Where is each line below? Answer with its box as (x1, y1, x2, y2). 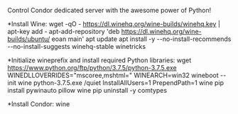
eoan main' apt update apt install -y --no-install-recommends (51, 35, 232, 43)
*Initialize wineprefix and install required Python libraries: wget (7, 56, 192, 64)
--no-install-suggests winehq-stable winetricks (7, 42, 146, 50)
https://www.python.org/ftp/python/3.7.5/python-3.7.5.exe (7, 64, 177, 72)
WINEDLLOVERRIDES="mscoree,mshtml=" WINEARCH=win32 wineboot (7, 71, 219, 79)
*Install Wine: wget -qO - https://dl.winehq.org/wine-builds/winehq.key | (7, 20, 220, 28)
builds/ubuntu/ (7, 35, 50, 43)
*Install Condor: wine (7, 100, 70, 108)
